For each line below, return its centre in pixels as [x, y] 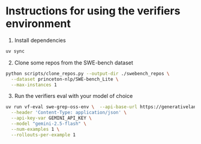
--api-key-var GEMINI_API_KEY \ [52, 118]
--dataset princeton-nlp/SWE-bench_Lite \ [65, 79]
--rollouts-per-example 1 [43, 135]
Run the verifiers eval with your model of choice [73, 96]
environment [38, 24]
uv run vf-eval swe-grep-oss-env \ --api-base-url [71, 107]
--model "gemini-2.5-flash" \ [49, 124]
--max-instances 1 [34, 85]
